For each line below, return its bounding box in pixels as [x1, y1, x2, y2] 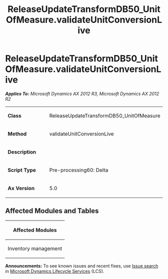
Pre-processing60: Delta [49, 166, 108, 173]
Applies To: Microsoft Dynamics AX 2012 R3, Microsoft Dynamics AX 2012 [5, 90, 159, 96]
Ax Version [7, 184, 35, 191]
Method [7, 130, 27, 137]
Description [7, 148, 36, 155]
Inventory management [7, 245, 62, 252]
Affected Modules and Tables [5, 206, 99, 215]
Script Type [7, 166, 36, 173]
